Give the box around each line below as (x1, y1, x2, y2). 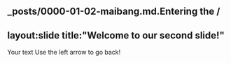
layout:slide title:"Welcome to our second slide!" (7, 29, 225, 41)
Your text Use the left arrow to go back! (7, 48, 121, 57)
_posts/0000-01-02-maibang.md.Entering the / (7, 6, 220, 17)
